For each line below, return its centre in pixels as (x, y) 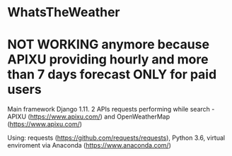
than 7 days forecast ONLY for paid (112, 74)
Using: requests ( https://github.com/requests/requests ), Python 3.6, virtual (116, 138)
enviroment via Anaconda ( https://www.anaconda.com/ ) (89, 145)
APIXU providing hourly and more (108, 60)
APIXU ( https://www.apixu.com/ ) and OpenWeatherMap (89, 116)
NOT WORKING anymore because (109, 45)
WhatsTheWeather (64, 12)
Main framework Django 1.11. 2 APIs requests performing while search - (111, 109)
